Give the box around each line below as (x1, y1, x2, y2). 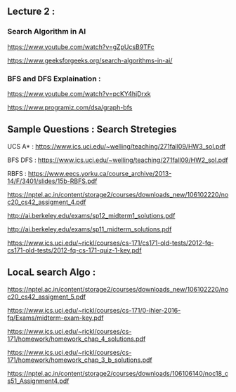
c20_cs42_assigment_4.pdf (7, 198, 86, 206)
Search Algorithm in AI (7, 27, 86, 36)
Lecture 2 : (7, 6, 55, 18)
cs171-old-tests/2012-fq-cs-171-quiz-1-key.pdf (7, 245, 142, 255)
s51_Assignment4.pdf (7, 377, 70, 385)
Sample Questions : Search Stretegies (7, 123, 177, 135)
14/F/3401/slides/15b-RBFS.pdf (7, 177, 98, 185)
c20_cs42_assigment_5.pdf (7, 292, 86, 301)
